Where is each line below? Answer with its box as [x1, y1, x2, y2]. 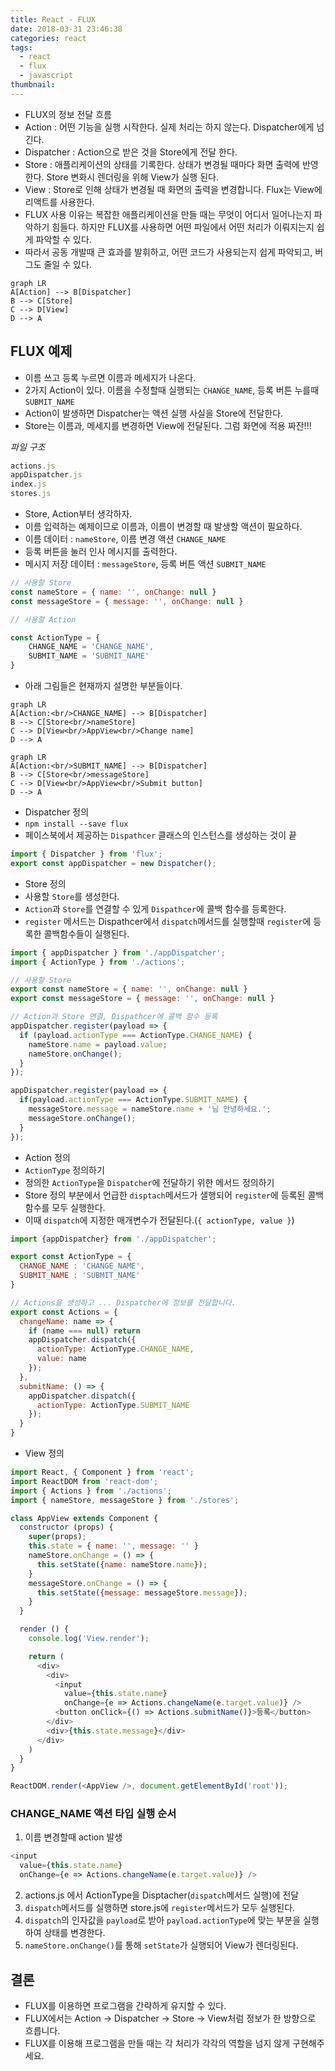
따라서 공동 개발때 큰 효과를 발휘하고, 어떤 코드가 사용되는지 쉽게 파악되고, [24, 246, 313, 258]
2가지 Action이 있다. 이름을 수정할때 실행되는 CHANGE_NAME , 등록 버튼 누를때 [24, 384, 320, 396]
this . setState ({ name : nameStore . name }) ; [36, 1559, 208, 1570]
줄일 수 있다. [43, 258, 92, 270]
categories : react [10, 33, 87, 43]
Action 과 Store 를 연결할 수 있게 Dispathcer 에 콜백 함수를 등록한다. [24, 902, 287, 915]
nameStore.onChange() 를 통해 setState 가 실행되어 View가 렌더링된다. [24, 1939, 299, 1951]
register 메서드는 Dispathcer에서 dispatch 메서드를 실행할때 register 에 [24, 915, 312, 927]
